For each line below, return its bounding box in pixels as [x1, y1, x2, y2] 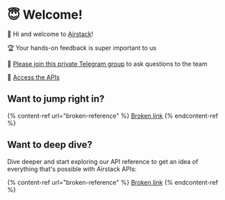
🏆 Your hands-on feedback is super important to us [7, 44, 157, 52]
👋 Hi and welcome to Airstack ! [7, 30, 94, 38]
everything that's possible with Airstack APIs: [7, 165, 137, 173]
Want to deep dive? [7, 139, 92, 151]
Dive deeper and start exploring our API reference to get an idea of [7, 157, 199, 165]
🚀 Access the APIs [7, 73, 60, 81]
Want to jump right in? [7, 93, 105, 105]
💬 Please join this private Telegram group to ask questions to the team [7, 60, 208, 68]
